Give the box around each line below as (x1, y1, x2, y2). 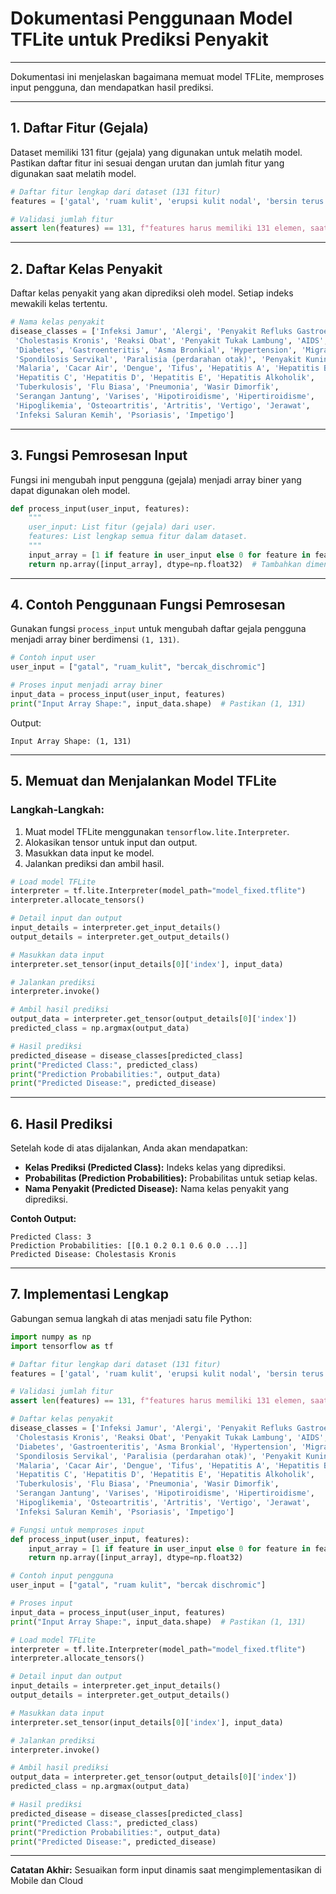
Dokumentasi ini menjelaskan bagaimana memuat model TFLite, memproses (10, 70, 325, 82)
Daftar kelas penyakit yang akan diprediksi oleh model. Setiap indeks (10, 287, 294, 299)
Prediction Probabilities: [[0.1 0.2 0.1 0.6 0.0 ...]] (10, 1241, 248, 1251)
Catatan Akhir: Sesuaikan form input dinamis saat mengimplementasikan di (10, 1864, 322, 1876)
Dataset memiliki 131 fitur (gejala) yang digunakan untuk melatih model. (10, 146, 303, 158)
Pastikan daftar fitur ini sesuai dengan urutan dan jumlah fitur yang (10, 157, 285, 169)
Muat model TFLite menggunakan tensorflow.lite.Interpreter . (24, 825, 290, 837)
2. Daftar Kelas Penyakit (10, 260, 163, 277)
